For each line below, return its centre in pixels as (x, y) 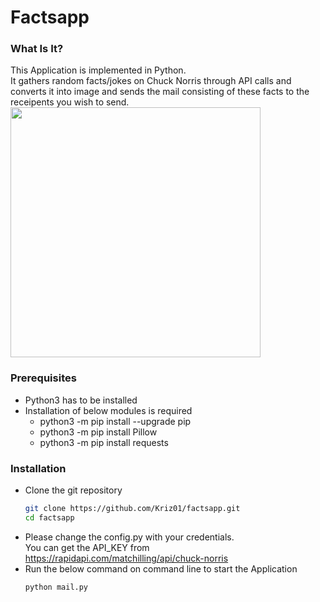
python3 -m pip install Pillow (98, 432)
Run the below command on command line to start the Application (161, 568)
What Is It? (37, 49)
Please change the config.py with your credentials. (129, 537)
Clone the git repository (73, 490)
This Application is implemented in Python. (98, 70)
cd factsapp (49, 517)
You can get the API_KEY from (87, 547)
